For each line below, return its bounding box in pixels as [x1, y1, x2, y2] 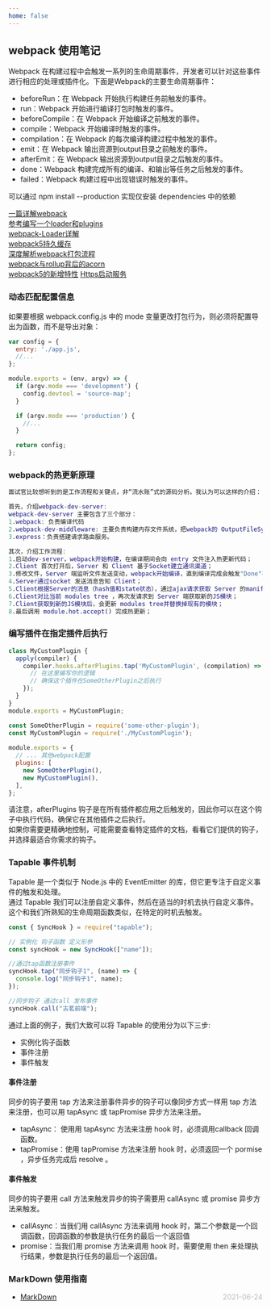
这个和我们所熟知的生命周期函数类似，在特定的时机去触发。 [8, 907, 206, 917]
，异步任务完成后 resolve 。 [19, 1154, 113, 1164]
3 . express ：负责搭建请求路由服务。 [8, 533, 114, 541]
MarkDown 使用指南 [8, 1273, 88, 1284]
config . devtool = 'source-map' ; [23, 389, 131, 398]
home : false [8, 11, 48, 20]
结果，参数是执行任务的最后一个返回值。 [27, 1252, 162, 1261]
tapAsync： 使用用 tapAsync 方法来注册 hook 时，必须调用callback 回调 [19, 1123, 260, 1134]
